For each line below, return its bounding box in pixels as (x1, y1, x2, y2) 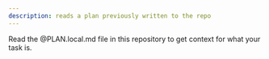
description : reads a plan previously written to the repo (8, 11, 212, 20)
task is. (8, 42, 32, 53)
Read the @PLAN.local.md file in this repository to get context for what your (8, 34, 261, 44)
